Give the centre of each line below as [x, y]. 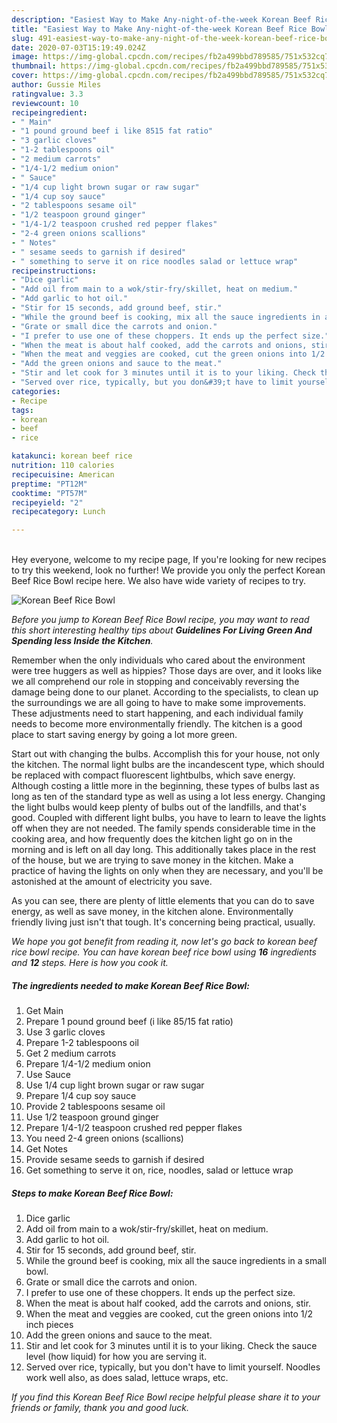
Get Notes [46, 1149]
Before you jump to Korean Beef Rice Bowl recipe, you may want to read [160, 620]
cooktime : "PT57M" [49, 493]
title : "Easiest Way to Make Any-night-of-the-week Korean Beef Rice [159, 29]
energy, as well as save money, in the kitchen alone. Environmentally [152, 912]
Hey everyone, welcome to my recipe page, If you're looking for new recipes [169, 560]
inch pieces [49, 1325]
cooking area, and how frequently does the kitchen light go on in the [152, 839]
